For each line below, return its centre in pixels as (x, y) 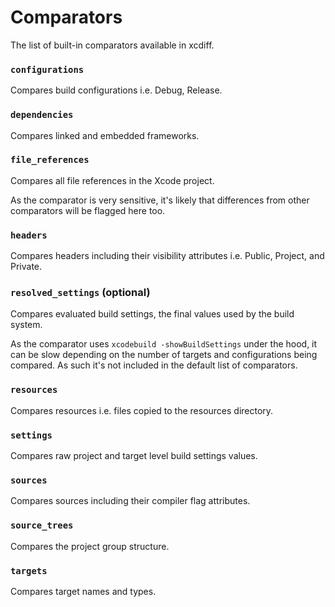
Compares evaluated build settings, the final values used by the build (152, 314)
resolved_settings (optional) (80, 293)
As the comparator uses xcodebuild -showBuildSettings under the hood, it (164, 344)
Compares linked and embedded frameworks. (105, 135)
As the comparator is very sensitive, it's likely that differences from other (160, 200)
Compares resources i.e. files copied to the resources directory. (142, 410)
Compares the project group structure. (90, 546)
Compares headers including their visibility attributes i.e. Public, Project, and (167, 256)
